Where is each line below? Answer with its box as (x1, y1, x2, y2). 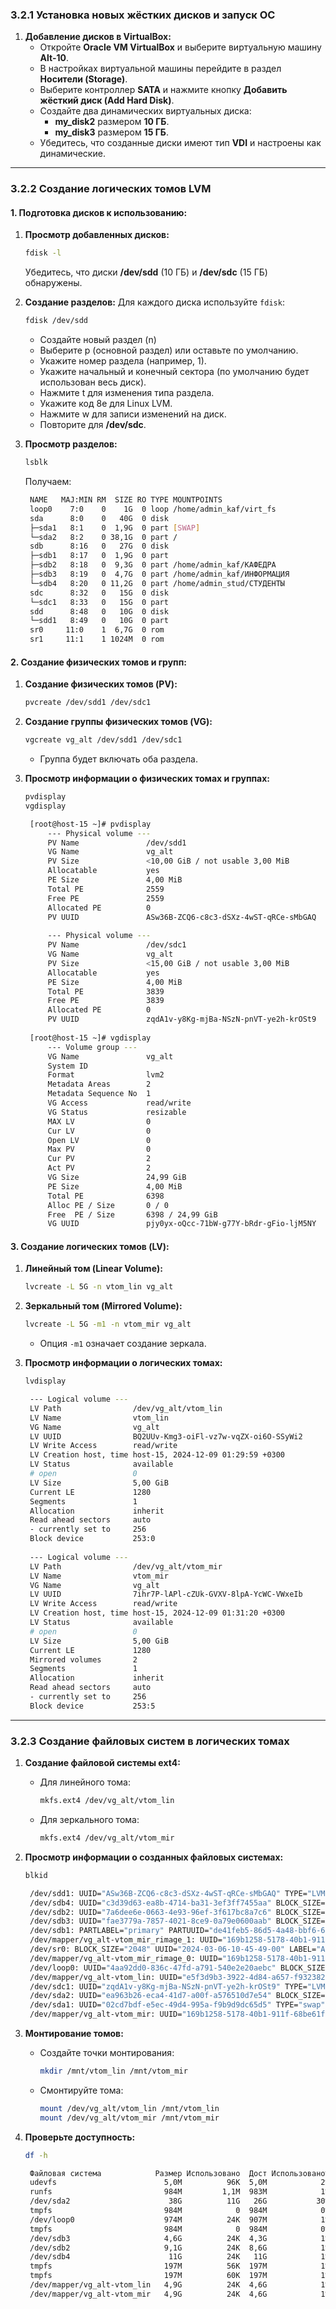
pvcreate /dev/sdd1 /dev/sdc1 (24, 698, 152, 708)
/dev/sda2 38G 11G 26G (29, 2196, 268, 2207)
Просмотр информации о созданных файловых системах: (24, 1851, 284, 1863)
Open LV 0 (47, 1135, 152, 1145)
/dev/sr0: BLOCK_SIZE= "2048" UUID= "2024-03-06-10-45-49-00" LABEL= (29, 1944, 317, 1954)
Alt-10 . (39, 52, 70, 64)
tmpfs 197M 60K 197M (29, 2271, 268, 2281)
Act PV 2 (47, 1163, 152, 1173)
